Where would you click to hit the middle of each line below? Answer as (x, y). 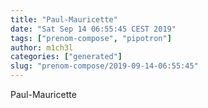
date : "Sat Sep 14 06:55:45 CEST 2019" (93, 29)
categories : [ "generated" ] (66, 57)
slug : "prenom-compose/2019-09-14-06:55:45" (104, 66)
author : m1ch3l (42, 47)
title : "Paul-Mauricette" (64, 19)
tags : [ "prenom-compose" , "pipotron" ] (91, 38)
